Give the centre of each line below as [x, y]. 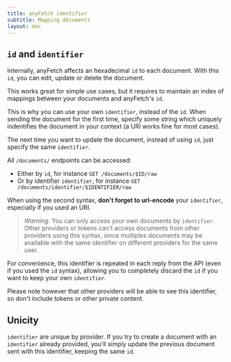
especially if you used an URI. [49, 207]
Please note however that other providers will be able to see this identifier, [112, 291]
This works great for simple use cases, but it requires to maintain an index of [115, 91]
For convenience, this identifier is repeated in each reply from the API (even [114, 263]
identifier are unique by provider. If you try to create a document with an [112, 337]
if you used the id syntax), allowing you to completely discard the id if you [112, 271]
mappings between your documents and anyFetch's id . [86, 99]
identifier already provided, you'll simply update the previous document [111, 344]
